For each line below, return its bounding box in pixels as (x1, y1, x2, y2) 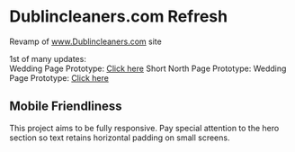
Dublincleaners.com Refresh (9, 6, 228, 27)
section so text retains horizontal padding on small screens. (9, 132, 230, 143)
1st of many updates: (9, 53, 87, 64)
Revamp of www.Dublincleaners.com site (9, 36, 162, 47)
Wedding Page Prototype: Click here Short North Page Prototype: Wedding (9, 63, 287, 74)
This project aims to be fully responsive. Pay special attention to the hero (9, 122, 280, 133)
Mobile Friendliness (9, 99, 123, 114)
